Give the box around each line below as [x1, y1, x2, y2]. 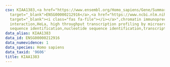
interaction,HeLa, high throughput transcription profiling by [10, 21, 146, 27]
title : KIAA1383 [5, 54, 39, 59]
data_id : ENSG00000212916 [5, 36, 60, 41]
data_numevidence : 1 [5, 40, 49, 45]
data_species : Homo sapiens [5, 45, 65, 50]
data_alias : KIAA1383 [5, 31, 51, 36]
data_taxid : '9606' [5, 49, 47, 54]
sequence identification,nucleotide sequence [10, 26, 108, 31]
